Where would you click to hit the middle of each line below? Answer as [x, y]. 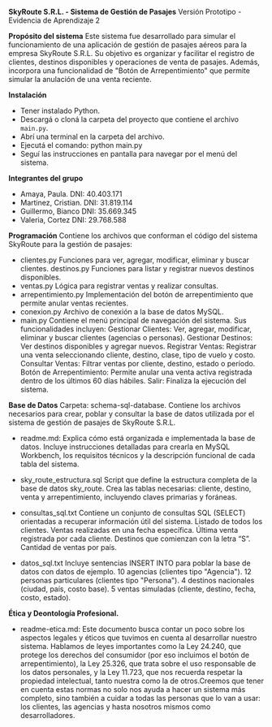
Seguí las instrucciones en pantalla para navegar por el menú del [129, 154]
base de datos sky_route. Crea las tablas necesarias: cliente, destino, [136, 488]
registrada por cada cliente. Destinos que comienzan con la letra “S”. [135, 539]
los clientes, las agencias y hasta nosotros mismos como [115, 707]
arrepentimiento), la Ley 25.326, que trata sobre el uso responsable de [138, 664]
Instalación [28, 95]
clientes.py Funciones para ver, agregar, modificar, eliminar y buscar [135, 260]
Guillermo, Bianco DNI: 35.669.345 [78, 211]
